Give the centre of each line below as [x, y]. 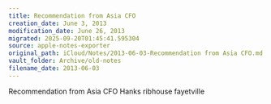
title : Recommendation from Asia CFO [72, 16]
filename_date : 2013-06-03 [54, 69]
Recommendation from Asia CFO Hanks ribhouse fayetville [107, 91]
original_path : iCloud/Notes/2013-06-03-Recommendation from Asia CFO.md [136, 53]
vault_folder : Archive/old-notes [65, 61]
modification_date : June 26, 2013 [67, 31]
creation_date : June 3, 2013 [58, 23]
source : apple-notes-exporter [60, 46]
